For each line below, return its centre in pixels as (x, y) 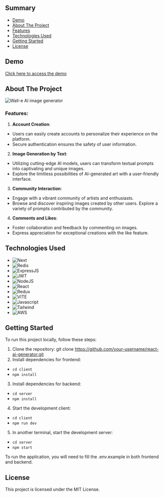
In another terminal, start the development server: (62, 433)
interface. (22, 179)
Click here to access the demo (36, 73)
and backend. (19, 462)
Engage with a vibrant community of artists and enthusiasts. (73, 198)
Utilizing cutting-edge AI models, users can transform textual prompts (83, 163)
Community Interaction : (37, 188)
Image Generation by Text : (40, 154)
